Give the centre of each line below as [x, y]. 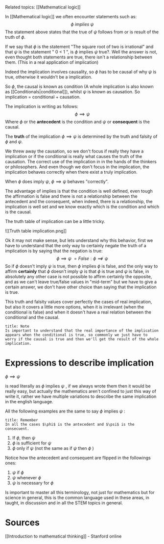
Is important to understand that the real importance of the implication [82, 331]
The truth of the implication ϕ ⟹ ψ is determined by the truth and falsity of [81, 136]
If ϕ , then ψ [24, 438]
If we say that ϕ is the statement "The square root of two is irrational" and [79, 47]
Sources [23, 523]
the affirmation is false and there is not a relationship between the [71, 196]
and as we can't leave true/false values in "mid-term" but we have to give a [81, 282]
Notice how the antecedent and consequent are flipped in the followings [78, 458]
